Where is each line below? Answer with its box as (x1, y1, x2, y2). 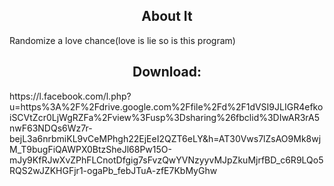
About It (141, 8, 193, 25)
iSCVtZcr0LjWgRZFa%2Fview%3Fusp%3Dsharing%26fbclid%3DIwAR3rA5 (9, 111, 320, 123)
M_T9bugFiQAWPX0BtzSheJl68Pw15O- (9, 143, 172, 155)
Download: (132, 64, 202, 81)
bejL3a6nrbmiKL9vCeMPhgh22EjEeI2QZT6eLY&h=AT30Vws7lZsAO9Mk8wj (9, 132, 322, 144)
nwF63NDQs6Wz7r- (9, 122, 93, 134)
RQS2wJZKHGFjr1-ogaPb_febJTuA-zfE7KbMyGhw (9, 164, 218, 176)
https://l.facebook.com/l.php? (9, 90, 132, 102)
